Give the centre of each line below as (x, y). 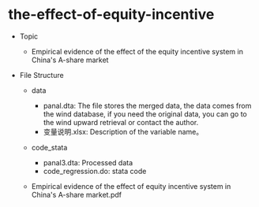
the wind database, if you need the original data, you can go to (145, 114)
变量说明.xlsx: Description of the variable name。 (123, 131)
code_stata (49, 147)
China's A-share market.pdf (77, 194)
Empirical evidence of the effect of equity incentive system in (131, 186)
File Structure (42, 75)
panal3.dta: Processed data (88, 162)
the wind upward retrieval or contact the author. (121, 122)
